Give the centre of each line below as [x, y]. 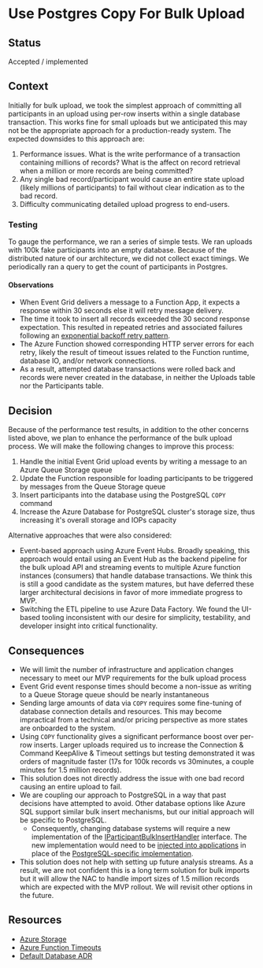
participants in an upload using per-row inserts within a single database [124, 113]
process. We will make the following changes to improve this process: [121, 446]
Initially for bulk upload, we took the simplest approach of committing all [125, 105]
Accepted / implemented [48, 61]
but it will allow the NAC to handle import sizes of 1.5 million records [130, 878]
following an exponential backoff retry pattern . [95, 336]
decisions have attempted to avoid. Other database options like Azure [132, 803]
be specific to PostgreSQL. [63, 820]
